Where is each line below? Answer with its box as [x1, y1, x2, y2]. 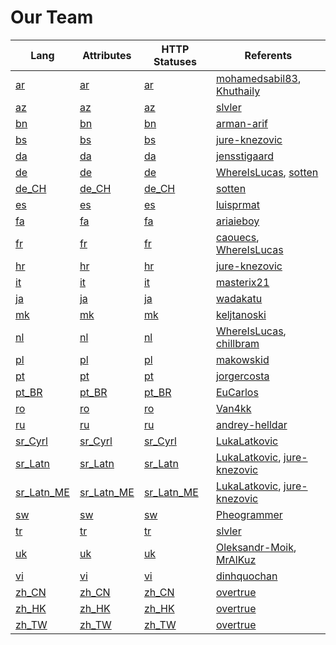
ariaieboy [215, 214, 260, 228]
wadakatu [215, 291, 263, 305]
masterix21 [215, 275, 270, 289]
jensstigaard [215, 149, 274, 163]
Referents [244, 48, 293, 62]
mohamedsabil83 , [215, 71, 302, 85]
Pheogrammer [215, 507, 283, 521]
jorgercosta [215, 369, 270, 383]
